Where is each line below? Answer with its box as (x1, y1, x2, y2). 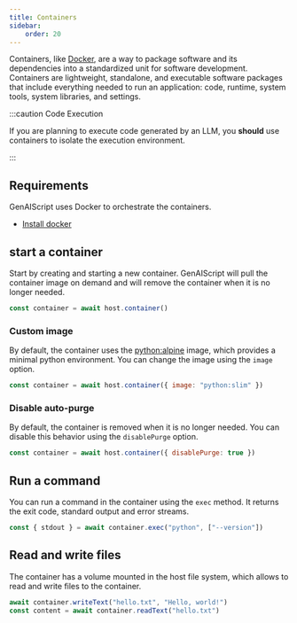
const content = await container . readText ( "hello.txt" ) (9, 606, 220, 615)
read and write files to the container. (9, 580, 142, 591)
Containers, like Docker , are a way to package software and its (9, 54, 238, 65)
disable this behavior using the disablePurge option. (9, 432, 199, 442)
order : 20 (25, 29, 62, 38)
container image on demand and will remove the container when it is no (9, 277, 270, 288)
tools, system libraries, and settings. (9, 91, 142, 102)
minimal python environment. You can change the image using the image (9, 354, 273, 365)
